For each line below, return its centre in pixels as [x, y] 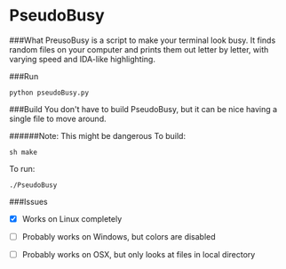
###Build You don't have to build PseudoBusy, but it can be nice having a [143, 109]
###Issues [28, 201]
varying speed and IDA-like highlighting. [82, 59]
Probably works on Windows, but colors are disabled [119, 236]
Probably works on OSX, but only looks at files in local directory [139, 255]
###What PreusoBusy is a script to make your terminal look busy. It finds [143, 40]
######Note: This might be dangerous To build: [98, 135]
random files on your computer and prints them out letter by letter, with [139, 49]
